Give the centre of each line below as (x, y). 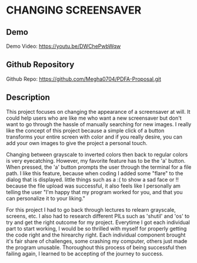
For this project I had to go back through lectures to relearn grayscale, (91, 209)
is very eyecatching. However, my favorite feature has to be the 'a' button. (96, 160)
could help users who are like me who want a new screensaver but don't (94, 118)
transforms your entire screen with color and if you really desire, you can (94, 137)
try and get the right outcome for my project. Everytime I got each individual (98, 222)
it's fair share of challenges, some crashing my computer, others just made (97, 241)
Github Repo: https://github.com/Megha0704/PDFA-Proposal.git (84, 79)
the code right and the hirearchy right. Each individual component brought (96, 235)
